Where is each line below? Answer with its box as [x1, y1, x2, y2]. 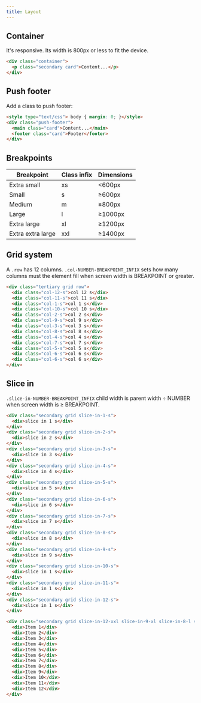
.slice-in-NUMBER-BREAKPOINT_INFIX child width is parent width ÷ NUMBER [6, 394, 190, 402]
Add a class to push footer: [6, 102, 73, 109]
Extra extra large [9, 229, 56, 238]
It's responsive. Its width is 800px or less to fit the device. [6, 47, 149, 54]
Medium [9, 201, 32, 209]
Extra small [9, 181, 41, 189]
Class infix [61, 170, 93, 179]
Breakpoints [6, 152, 53, 163]
